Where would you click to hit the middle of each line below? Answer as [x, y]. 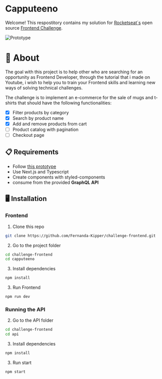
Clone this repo [28, 227]
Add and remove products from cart [49, 124]
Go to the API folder [33, 320]
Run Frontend [27, 288]
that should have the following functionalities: [65, 103]
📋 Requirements [32, 152]
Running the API [25, 309]
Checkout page [28, 135]
